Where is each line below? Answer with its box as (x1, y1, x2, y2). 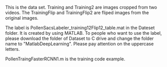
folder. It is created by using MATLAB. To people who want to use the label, (5, 30, 162, 36)
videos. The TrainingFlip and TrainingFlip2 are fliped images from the (5, 10, 149, 16)
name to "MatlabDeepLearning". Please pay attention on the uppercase (5, 41, 154, 47)
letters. (5, 46, 20, 52)
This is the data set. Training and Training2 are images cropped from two (5, 5, 157, 10)
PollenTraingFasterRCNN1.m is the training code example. (5, 56, 126, 62)
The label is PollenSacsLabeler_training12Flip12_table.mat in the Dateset (5, 25, 155, 31)
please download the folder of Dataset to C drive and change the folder (5, 35, 154, 41)
